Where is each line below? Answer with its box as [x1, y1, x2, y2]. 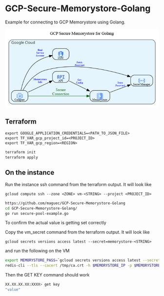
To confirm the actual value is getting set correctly [5, 220, 106, 226]
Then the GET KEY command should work [5, 272, 90, 278]
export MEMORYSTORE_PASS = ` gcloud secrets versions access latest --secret [5, 258, 161, 263]
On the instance [5, 169, 55, 177]
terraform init [5, 150, 36, 155]
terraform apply [5, 155, 38, 160]
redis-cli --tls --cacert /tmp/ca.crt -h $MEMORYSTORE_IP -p [5, 263, 132, 268]
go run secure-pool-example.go [5, 211, 69, 216]
